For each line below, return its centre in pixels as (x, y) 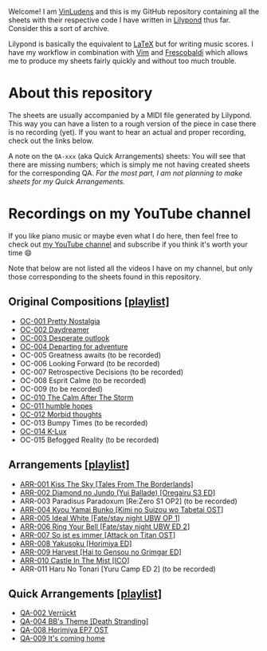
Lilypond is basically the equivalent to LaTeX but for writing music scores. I (131, 44)
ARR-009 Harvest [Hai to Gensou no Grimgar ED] (100, 552)
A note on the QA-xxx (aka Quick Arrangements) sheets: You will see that (127, 156)
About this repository (80, 93)
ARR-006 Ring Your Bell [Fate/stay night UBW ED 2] (105, 527)
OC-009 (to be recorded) (61, 389)
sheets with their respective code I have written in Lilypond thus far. (120, 20)
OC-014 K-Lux (43, 431)
